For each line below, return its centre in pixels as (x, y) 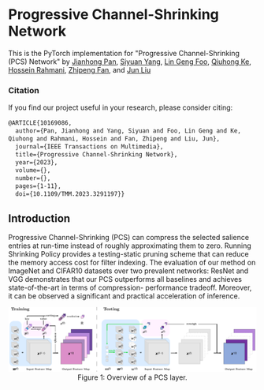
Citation (24, 90)
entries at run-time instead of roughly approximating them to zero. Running (130, 246)
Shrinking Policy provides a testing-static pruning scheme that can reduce (129, 254)
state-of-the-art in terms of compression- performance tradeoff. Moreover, (130, 288)
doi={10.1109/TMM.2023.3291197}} (70, 194)
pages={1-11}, (38, 186)
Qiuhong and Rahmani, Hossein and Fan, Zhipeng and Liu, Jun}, (114, 139)
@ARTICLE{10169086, (40, 123)
